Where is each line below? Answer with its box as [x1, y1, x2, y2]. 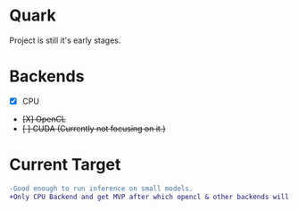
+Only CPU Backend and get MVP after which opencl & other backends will [9, 192, 290, 201]
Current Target [9, 155, 121, 175]
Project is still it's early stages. [9, 35, 121, 46]
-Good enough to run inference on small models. [9, 184, 194, 193]
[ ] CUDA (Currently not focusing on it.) [21, 122, 167, 134]
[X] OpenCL [21, 113, 67, 124]
